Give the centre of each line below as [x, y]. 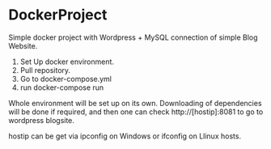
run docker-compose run [62, 87]
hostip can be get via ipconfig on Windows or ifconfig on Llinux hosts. [125, 136]
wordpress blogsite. [42, 120]
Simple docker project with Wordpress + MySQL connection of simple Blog [133, 37]
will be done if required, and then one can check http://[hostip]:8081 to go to [136, 112]
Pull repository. [45, 70]
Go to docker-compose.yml [66, 79]
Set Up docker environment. [67, 62]
